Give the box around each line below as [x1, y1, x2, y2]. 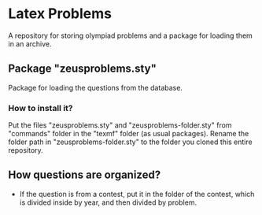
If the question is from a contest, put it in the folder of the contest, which [19, 189, 255, 198]
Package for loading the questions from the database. [8, 83, 183, 92]
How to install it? [8, 102, 73, 113]
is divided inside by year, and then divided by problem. [19, 198, 197, 207]
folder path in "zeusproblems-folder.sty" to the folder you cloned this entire [8, 137, 253, 146]
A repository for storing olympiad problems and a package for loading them [8, 31, 253, 40]
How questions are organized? [8, 169, 161, 182]
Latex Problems [8, 5, 113, 23]
